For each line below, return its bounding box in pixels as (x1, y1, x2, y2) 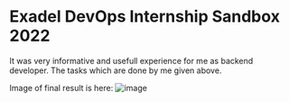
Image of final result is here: (9, 82, 114, 93)
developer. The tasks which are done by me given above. (9, 65, 222, 76)
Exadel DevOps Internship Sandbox (9, 6, 280, 27)
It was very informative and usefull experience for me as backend (9, 55, 254, 66)
